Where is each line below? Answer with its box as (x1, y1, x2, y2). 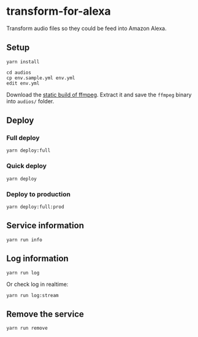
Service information (6, 220, 85, 231)
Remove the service (6, 309, 85, 320)
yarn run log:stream (6, 292, 59, 298)
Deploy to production (6, 190, 70, 198)
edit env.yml (6, 80, 40, 87)
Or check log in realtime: (6, 281, 69, 288)
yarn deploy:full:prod (6, 204, 64, 210)
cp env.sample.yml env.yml (6, 75, 75, 81)
